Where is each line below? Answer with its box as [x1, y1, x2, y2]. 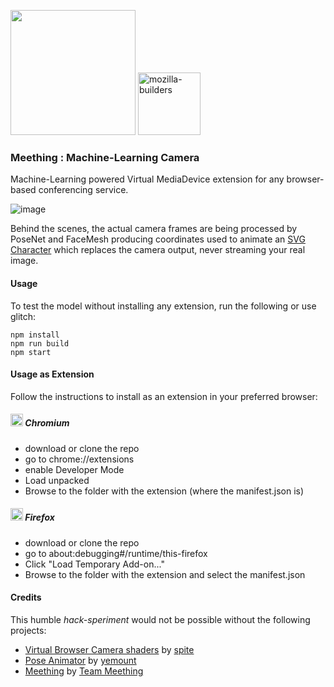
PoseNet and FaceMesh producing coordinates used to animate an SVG [10, 233, 306, 245]
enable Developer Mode [24, 463, 125, 475]
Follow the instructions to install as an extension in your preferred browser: [10, 390, 318, 402]
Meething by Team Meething [24, 665, 144, 677]
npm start [10, 347, 52, 357]
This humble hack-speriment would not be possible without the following [10, 613, 311, 625]
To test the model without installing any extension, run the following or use [10, 300, 317, 312]
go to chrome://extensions [24, 453, 135, 465]
